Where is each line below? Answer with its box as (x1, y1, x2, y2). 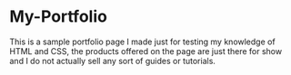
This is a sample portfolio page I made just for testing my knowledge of (9, 36, 276, 47)
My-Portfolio (9, 6, 107, 27)
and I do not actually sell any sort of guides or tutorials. (9, 55, 216, 66)
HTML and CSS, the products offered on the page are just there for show (9, 45, 283, 56)
